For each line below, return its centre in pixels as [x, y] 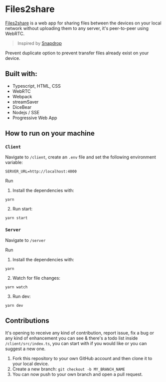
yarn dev [14, 305]
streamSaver [25, 102]
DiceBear [22, 107]
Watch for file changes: [36, 278]
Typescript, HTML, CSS [37, 86]
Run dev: [21, 296]
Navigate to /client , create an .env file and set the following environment [81, 157]
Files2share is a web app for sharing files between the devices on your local [83, 23]
